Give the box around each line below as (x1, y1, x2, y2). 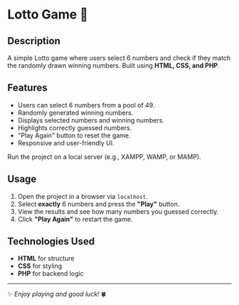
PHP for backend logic (17, 269, 84, 278)
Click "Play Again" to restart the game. (17, 214, 133, 223)
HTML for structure (17, 254, 75, 263)
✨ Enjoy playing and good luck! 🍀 (7, 290, 107, 299)
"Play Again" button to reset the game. (17, 131, 131, 140)
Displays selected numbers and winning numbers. (17, 115, 165, 124)
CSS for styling (17, 262, 63, 270)
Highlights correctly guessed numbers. (17, 123, 132, 132)
